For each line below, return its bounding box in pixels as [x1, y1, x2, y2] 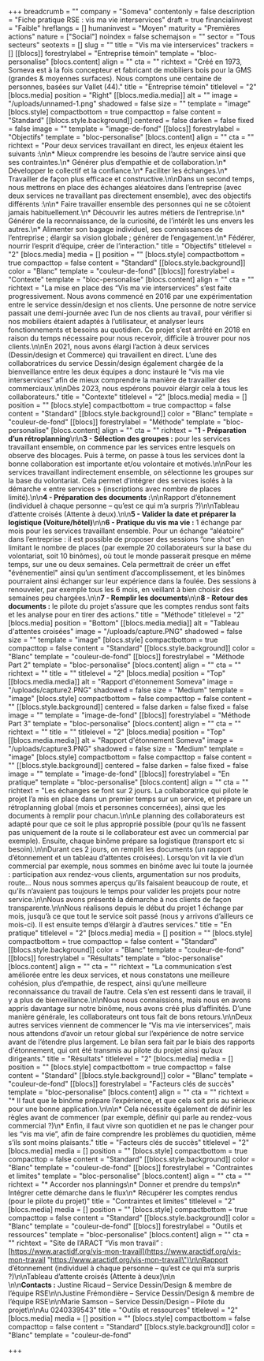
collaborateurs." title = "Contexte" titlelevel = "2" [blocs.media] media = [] [8, 392, 247, 401]
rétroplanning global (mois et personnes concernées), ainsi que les [8, 803, 226, 811]
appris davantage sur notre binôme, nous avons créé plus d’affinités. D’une [8, 1004, 252, 1012]
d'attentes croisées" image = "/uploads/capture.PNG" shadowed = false [8, 627, 243, 636]
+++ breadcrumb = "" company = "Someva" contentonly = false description [8, 7, 255, 16]
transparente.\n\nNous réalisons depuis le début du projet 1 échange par [8, 903, 244, 912]
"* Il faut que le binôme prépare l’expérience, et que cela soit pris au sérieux [8, 1096, 255, 1105]
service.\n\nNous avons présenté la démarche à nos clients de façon [8, 895, 232, 904]
